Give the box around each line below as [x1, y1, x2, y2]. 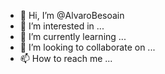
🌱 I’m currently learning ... [19, 31, 127, 42]
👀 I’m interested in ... [19, 20, 105, 32]
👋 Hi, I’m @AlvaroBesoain [19, 10, 125, 21]
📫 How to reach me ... [19, 53, 113, 64]
